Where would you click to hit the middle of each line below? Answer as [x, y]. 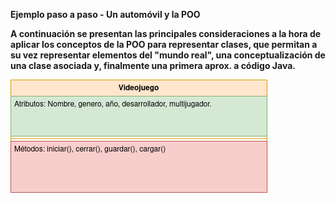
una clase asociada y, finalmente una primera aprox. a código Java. [153, 65]
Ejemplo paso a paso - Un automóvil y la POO [105, 14]
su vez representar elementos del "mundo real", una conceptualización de [168, 55]
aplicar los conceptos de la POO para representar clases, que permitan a [164, 44]
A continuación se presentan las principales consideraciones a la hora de [166, 33]
